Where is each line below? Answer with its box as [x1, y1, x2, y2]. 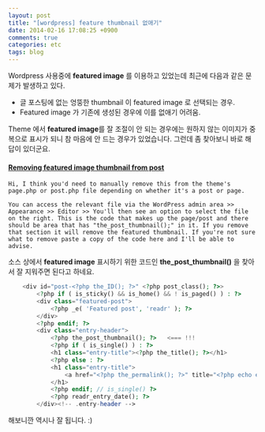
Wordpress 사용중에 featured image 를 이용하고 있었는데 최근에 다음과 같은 [8, 71, 244, 80]
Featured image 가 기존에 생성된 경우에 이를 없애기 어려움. [19, 107, 201, 117]
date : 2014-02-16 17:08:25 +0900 [8, 26, 118, 34]
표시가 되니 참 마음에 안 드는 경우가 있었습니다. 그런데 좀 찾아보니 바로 [28, 134, 244, 143]
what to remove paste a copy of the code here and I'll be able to [8, 235, 235, 243]
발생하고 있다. [22, 81, 65, 90]
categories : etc [8, 41, 62, 49]
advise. [8, 242, 34, 250]
